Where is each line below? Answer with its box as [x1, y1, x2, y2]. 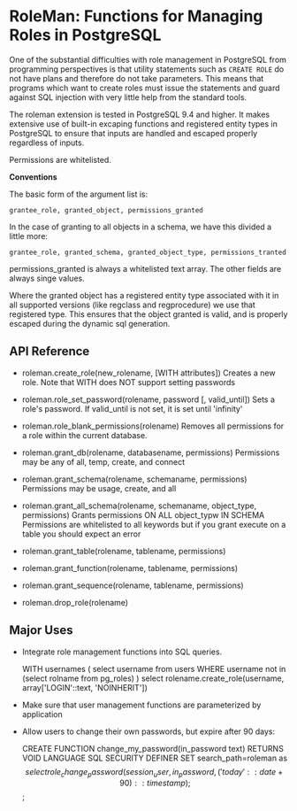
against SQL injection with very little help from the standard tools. [9, 91, 247, 103]
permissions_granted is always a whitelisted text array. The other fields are [9, 263, 282, 274]
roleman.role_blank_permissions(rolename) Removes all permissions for [21, 421, 285, 431]
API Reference [9, 344, 90, 359]
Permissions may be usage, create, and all [21, 483, 177, 493]
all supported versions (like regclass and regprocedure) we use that [9, 299, 256, 310]
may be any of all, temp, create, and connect [21, 456, 186, 467]
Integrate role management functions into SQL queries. [21, 646, 223, 657]
